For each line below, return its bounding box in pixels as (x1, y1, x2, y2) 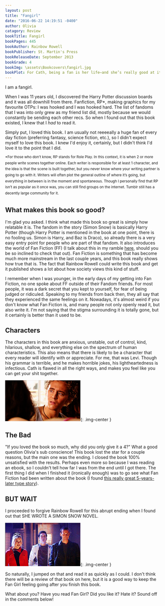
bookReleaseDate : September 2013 (5, 55, 74, 59)
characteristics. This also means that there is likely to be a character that (5, 349, 152, 356)
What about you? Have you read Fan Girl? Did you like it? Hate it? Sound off (5, 591, 157, 597)
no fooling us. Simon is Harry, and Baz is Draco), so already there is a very (5, 234, 156, 240)
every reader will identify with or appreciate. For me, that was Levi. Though (5, 355, 157, 361)
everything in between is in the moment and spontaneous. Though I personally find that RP (5, 178, 158, 184)
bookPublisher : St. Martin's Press (5, 49, 78, 54)
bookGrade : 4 (5, 59, 32, 65)
